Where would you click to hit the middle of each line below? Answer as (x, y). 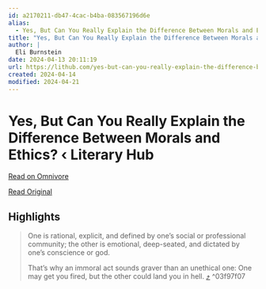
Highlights (34, 217)
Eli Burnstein (38, 52)
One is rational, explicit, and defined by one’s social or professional (137, 236)
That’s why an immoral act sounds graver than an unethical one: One (139, 268)
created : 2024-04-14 (42, 74)
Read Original (30, 192)
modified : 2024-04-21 (44, 82)
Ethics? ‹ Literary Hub (81, 154)
